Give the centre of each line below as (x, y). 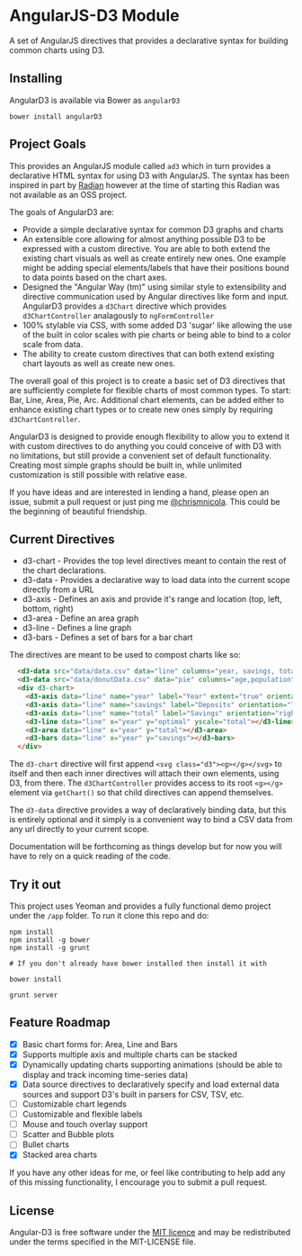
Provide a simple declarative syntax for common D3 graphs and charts (153, 229)
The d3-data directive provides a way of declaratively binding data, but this (148, 810)
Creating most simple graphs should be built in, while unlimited (126, 465)
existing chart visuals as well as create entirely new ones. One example (154, 258)
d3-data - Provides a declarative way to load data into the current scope (156, 580)
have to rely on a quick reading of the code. (90, 857)
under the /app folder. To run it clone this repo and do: (109, 915)
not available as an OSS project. (68, 194)
